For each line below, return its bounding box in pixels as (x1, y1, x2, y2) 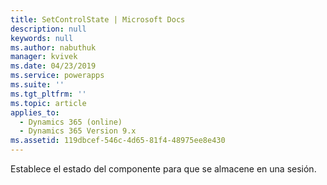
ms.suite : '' (10, 80, 65, 90)
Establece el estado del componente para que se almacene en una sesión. (10, 163, 317, 175)
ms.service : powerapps (10, 71, 105, 81)
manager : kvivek (10, 52, 78, 62)
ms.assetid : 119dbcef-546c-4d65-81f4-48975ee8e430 (10, 136, 226, 146)
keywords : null (10, 33, 74, 43)
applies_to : (10, 107, 60, 118)
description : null (10, 24, 87, 34)
